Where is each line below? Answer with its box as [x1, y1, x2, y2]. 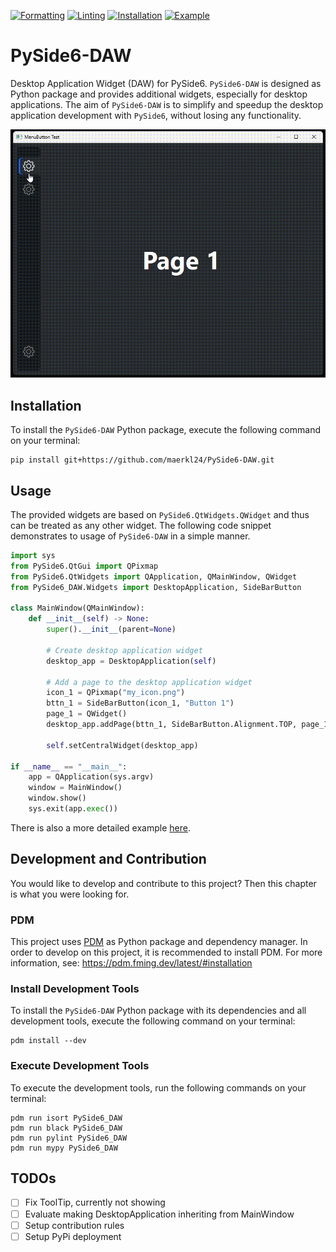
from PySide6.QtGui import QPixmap [10, 561, 159, 571]
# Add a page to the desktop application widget [46, 677, 253, 687]
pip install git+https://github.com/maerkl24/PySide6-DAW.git [10, 455, 275, 465]
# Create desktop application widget [46, 645, 203, 655]
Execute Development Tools [10, 1059, 150, 1073]
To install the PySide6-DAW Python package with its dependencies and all [10, 1005, 307, 1017]
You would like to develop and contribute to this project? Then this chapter [10, 877, 317, 889]
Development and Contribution [10, 851, 207, 868]
